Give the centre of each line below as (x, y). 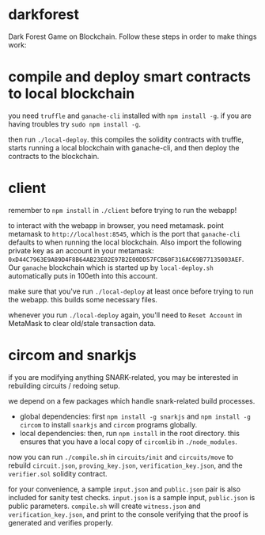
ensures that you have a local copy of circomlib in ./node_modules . (128, 442)
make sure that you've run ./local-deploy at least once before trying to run (131, 291)
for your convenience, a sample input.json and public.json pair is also (125, 489)
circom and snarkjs (72, 355)
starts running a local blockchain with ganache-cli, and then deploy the (124, 147)
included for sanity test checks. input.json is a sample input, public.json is (132, 497)
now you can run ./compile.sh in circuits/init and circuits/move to (121, 457)
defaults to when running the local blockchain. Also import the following (125, 242)
